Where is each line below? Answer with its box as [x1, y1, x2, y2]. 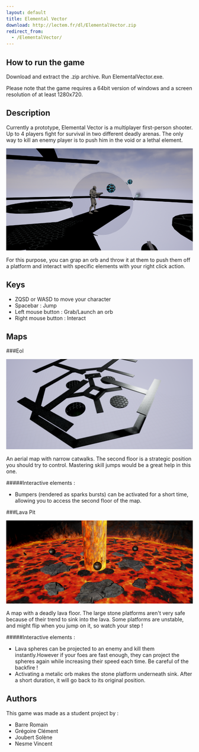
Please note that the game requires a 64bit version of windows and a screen [6, 84, 192, 91]
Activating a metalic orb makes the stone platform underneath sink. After [14, 670, 192, 677]
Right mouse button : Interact [14, 315, 86, 322]
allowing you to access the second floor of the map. [14, 497, 142, 504]
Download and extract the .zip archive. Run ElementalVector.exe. [6, 73, 164, 80]
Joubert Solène [14, 734, 53, 741]
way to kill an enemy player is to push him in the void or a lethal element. [6, 137, 183, 144]
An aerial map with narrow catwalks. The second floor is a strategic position [6, 455, 192, 462]
